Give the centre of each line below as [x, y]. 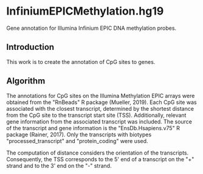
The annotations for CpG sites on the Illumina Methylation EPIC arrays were [101, 96]
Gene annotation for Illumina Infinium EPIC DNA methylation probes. [91, 28]
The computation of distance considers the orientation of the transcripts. [98, 153]
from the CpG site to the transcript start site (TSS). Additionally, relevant [96, 115]
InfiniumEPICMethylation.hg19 [85, 11]
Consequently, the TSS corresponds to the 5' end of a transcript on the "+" [100, 159]
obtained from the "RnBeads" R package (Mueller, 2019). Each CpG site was [101, 102]
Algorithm [26, 81]
